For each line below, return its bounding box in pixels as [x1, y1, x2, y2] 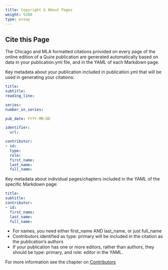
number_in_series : [5, 107, 44, 112]
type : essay [5, 17, 30, 22]
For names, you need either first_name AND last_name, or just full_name [12, 228, 162, 234]
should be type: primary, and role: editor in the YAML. [12, 249, 123, 255]
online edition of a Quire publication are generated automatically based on [5, 54, 158, 60]
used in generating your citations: [5, 74, 75, 80]
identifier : [5, 125, 30, 130]
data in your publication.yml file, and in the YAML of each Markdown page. [5, 59, 159, 65]
